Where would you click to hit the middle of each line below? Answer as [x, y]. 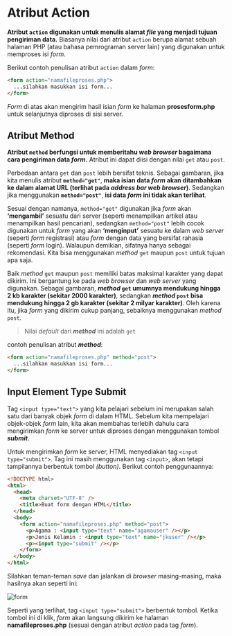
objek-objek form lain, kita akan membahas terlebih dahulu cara [98, 423]
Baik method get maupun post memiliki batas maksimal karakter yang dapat [115, 274]
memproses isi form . [36, 54]
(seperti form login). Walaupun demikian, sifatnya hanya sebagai [99, 246]
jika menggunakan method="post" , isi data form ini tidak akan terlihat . [107, 195]
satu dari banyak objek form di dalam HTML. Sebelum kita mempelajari [108, 416]
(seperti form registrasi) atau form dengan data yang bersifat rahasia [105, 238]
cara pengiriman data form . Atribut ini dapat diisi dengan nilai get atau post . [116, 160]
